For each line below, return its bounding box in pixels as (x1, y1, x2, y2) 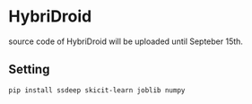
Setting (8, 62, 50, 77)
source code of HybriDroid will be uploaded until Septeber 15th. (8, 36, 244, 47)
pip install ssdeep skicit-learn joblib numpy (8, 85, 186, 95)
